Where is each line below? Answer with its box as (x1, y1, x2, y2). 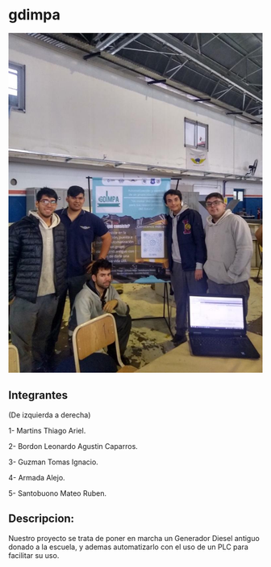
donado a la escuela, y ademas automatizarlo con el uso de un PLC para (8, 542, 248, 552)
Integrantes (8, 388, 69, 402)
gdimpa (8, 6, 60, 24)
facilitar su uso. (8, 550, 60, 560)
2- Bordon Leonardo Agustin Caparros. (8, 441, 139, 451)
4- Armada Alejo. (8, 472, 66, 482)
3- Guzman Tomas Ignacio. (8, 457, 98, 467)
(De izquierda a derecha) (8, 410, 91, 420)
